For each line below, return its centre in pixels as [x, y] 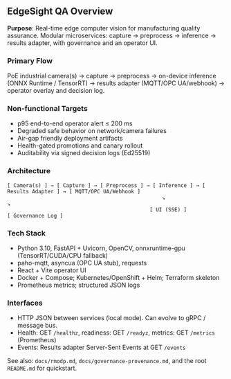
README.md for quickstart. [42, 368]
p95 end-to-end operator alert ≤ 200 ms [75, 123]
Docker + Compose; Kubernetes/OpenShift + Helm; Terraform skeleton [118, 277]
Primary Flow [30, 60]
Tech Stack [27, 233]
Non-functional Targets [47, 109]
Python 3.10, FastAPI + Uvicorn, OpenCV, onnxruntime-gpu [101, 248]
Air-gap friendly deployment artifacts [70, 139]
